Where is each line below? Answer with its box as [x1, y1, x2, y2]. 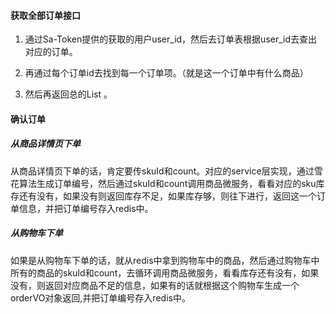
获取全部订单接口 [10, 9, 81, 21]
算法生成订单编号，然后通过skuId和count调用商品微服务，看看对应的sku [18, 177, 317, 189]
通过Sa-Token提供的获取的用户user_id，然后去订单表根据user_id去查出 [24, 33, 318, 45]
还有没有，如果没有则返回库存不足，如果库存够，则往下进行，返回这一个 [18, 190, 317, 202]
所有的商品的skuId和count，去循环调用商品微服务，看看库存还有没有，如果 [10, 266, 320, 279]
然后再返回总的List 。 [24, 88, 113, 100]
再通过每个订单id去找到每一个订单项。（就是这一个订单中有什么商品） [24, 67, 309, 79]
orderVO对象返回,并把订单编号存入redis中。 [10, 291, 191, 304]
